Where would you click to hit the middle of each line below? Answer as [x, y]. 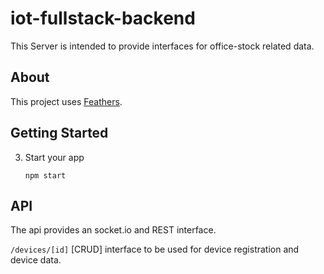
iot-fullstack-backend [103, 18]
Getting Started [59, 133]
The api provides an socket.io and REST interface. [113, 230]
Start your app [54, 157]
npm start [45, 175]
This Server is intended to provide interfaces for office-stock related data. [162, 46]
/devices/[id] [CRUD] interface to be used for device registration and [155, 249]
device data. [36, 260]
